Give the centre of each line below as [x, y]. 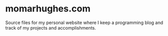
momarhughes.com [48, 9]
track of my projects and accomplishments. [51, 27]
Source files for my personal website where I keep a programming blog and [84, 22]
